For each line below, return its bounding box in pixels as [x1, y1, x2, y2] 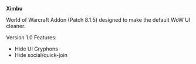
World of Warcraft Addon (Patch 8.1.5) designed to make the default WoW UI [6, 16, 191, 23]
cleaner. [6, 23, 26, 29]
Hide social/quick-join [14, 52, 67, 58]
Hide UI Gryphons [14, 45, 59, 52]
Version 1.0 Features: [6, 34, 57, 41]
